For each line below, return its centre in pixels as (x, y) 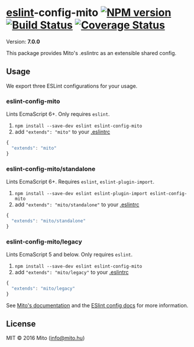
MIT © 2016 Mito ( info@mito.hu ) (46, 338)
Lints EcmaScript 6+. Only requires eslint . (58, 114)
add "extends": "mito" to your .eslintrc (62, 132)
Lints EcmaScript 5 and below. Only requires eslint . (69, 254)
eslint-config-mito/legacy (44, 241)
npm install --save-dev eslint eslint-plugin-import (81, 193)
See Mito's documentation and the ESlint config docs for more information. (97, 305)
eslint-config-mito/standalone (51, 168)
